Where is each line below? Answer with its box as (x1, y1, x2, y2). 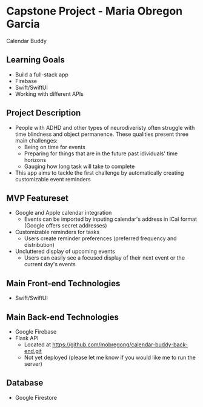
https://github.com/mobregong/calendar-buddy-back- (52, 341, 188, 348)
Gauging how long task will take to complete (24, 163, 135, 170)
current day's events (24, 261, 76, 268)
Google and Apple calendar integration (15, 209, 112, 217)
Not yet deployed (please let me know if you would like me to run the (24, 354, 196, 361)
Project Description (6, 108, 81, 118)
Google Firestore (15, 394, 58, 401)
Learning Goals (6, 55, 65, 65)
